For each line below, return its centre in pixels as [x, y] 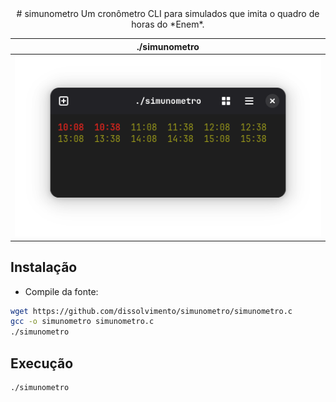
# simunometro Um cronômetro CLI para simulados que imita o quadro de [168, 13]
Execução [42, 363]
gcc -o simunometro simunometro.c [82, 322]
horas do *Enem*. [168, 24]
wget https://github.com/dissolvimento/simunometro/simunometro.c [151, 311]
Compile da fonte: [61, 291]
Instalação [44, 267]
